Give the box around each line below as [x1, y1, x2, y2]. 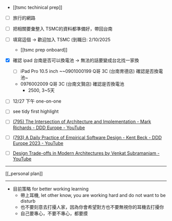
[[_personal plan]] [5, 170, 43, 177]
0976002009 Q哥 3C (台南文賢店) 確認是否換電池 [20, 81, 124, 87]
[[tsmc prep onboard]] [20, 47, 68, 53]
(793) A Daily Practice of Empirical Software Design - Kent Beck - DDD [12, 134, 162, 140]
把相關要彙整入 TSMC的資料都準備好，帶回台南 [12, 26, 113, 32]
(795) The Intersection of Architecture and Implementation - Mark [12, 118, 152, 125]
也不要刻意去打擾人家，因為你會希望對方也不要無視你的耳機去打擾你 [20, 204, 164, 210]
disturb [20, 198, 36, 204]
